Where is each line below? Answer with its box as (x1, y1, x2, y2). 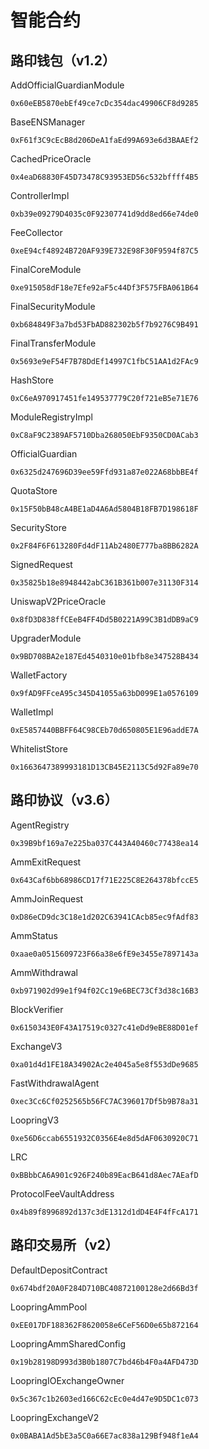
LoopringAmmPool (10, 1301, 88, 1313)
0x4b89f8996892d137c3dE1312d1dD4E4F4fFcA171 (10, 1207, 199, 1217)
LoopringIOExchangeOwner (10, 1374, 125, 1386)
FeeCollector (10, 227, 63, 238)
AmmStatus (10, 929, 58, 941)
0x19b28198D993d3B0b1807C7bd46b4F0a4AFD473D (10, 1357, 199, 1367)
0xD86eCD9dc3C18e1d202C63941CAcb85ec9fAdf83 (10, 912, 199, 922)
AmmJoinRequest (10, 892, 84, 905)
